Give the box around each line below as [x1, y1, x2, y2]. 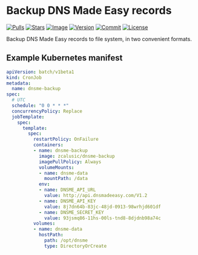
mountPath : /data [44, 176, 88, 182]
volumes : [33, 221, 56, 227]
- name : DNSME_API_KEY [38, 198, 96, 204]
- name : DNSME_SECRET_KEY [38, 209, 104, 215]
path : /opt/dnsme [44, 237, 88, 244]
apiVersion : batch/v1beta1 [6, 69, 74, 75]
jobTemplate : [12, 114, 45, 120]
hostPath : [38, 232, 64, 238]
